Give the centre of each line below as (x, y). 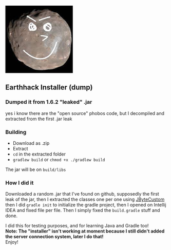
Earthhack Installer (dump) (49, 88)
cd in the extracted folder (39, 154)
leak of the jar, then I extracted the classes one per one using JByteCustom (85, 199)
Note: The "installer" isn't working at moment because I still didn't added (85, 231)
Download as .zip (31, 143)
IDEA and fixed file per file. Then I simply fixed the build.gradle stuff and (83, 210)
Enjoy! (12, 242)
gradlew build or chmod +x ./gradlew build (59, 159)
